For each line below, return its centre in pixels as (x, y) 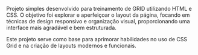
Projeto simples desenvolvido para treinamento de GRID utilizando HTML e (99, 9)
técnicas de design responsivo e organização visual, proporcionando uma (98, 21)
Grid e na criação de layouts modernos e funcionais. (72, 45)
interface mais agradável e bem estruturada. (61, 27)
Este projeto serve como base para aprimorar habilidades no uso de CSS (97, 39)
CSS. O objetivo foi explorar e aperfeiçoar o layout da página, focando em (98, 15)
